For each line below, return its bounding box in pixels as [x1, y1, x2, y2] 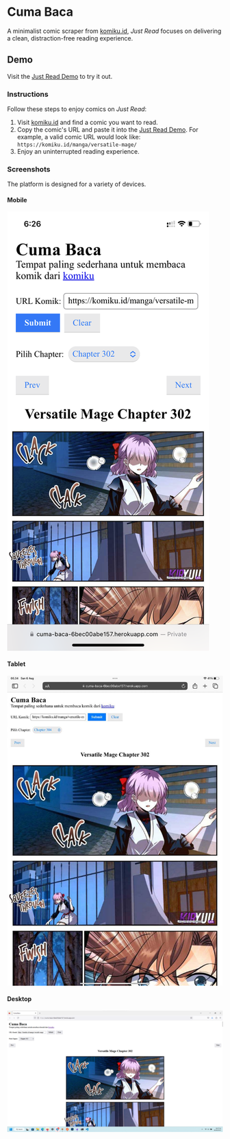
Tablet [7, 660, 26, 668]
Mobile [7, 196, 27, 204]
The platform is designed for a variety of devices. [7, 180, 146, 189]
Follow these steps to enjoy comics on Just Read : [7, 105, 147, 113]
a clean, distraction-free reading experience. [7, 34, 133, 42]
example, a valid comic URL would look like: [16, 133, 141, 141]
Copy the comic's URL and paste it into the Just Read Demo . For [16, 126, 199, 134]
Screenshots [7, 164, 51, 174]
